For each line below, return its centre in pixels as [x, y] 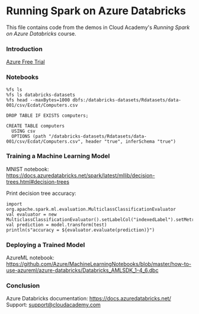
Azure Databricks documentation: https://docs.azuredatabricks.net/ [89, 299]
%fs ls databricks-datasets [41, 95]
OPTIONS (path [29, 136]
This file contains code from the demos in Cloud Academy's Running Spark [98, 27]
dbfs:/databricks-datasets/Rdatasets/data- [127, 100]
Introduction [24, 49]
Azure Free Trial [26, 62]
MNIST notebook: [28, 169]
